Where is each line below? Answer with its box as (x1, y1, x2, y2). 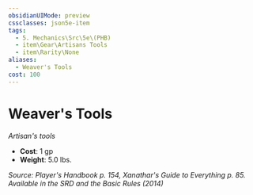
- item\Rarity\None (15, 48, 80, 56)
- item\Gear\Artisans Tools (15, 41, 108, 49)
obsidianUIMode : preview (8, 11, 90, 20)
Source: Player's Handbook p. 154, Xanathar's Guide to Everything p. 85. (8, 170, 247, 179)
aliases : (8, 56, 37, 64)
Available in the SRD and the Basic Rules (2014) (8, 178, 164, 188)
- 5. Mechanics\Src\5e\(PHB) (15, 33, 111, 42)
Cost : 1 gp (19, 146, 54, 155)
